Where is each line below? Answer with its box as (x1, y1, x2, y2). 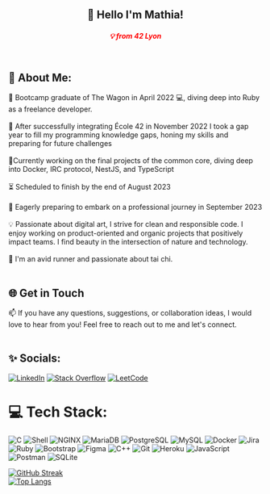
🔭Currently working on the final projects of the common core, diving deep (8, 156, 254, 165)
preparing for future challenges (8, 139, 113, 149)
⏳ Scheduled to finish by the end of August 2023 (8, 182, 171, 192)
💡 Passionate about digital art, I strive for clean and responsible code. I (8, 220, 243, 229)
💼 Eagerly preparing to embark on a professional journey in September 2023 (8, 203, 263, 212)
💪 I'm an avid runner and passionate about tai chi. (8, 254, 173, 264)
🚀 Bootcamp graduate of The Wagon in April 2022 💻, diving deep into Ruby (8, 93, 260, 103)
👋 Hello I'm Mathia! (87, 8, 184, 22)
